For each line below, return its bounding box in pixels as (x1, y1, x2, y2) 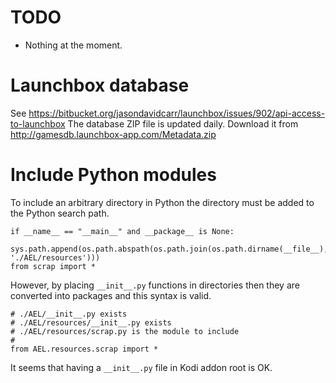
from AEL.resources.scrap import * (10, 344, 159, 354)
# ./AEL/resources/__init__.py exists (10, 317, 172, 328)
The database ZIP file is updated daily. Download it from (67, 117, 299, 130)
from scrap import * (10, 261, 97, 271)
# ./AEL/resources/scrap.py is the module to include (10, 326, 240, 336)
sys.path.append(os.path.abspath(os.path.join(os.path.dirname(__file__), (10, 244, 329, 254)
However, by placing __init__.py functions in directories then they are (10, 279, 300, 291)
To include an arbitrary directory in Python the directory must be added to (10, 196, 315, 208)
